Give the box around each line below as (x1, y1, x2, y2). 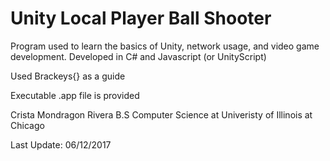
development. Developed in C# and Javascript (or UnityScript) (10, 50, 267, 62)
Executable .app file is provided (10, 89, 140, 101)
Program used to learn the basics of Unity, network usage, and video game (10, 40, 320, 52)
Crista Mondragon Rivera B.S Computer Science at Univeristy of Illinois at (10, 108, 313, 121)
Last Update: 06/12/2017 (10, 138, 112, 151)
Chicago (10, 119, 45, 131)
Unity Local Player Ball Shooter (10, 7, 272, 30)
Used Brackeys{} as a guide (10, 70, 126, 82)
